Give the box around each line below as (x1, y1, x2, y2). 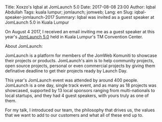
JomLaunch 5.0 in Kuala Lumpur (5, 19, 69, 25)
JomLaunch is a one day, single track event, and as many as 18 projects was (5, 82, 157, 88)
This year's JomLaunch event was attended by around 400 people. (5, 77, 138, 83)
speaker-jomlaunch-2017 (5, 14, 54, 20)
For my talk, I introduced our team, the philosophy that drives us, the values (5, 107, 155, 113)
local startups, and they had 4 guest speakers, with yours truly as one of (5, 93, 149, 98)
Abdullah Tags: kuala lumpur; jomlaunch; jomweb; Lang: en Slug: (5, 9, 134, 15)
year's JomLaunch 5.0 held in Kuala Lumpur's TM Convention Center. (5, 34, 143, 40)
